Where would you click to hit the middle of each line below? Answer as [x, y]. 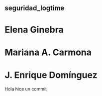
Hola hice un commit [26, 89]
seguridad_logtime [35, 8]
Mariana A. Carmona [48, 52]
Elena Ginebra [34, 30]
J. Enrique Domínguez [51, 75]
